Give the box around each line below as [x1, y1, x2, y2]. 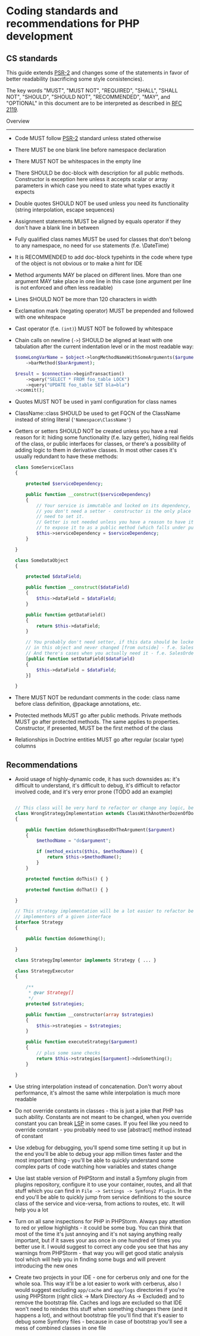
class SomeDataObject [14, 557, 68, 563]
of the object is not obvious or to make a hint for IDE [14, 260, 143, 266]
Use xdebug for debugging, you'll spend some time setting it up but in [14, 1143, 186, 1151]
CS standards [6, 53, 58, 63]
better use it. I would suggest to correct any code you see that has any [14, 1243, 189, 1250]
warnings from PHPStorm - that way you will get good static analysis [14, 1249, 183, 1256]
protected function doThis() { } [26, 876, 109, 882]
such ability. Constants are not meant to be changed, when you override [14, 1113, 192, 1120]
